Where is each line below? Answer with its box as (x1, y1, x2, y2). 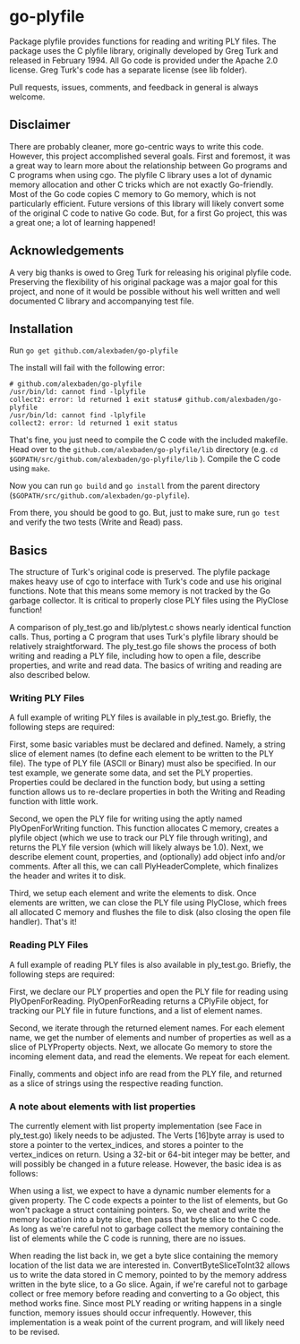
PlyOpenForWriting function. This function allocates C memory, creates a (9, 823, 279, 834)
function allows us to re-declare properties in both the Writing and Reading (9, 786, 286, 798)
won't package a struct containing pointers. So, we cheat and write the (9, 1204, 271, 1215)
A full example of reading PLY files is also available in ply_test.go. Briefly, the (9, 959, 292, 970)
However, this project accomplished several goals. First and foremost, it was (9, 150, 291, 161)
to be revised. (9, 1327, 60, 1338)
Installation (9, 321, 73, 337)
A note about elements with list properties (9, 1100, 196, 1112)
